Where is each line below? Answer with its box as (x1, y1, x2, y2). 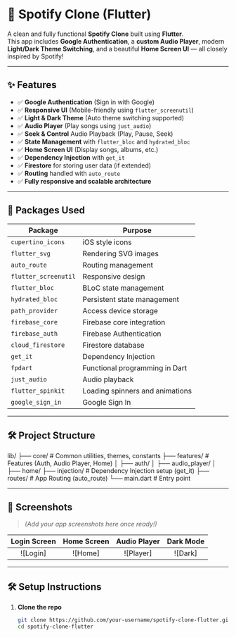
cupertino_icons (11, 238, 65, 246)
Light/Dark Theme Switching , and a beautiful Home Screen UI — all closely (7, 44, 228, 53)
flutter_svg (11, 249, 51, 258)
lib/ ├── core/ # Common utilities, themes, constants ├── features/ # (7, 452, 209, 460)
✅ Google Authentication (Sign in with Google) (17, 98, 155, 106)
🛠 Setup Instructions (7, 581, 102, 593)
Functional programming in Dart (82, 362, 188, 372)
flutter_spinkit (11, 386, 65, 395)
